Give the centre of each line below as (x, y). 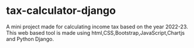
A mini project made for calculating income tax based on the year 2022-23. (97, 27)
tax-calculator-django (61, 11)
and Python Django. (30, 39)
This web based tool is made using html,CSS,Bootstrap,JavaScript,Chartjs (96, 32)
